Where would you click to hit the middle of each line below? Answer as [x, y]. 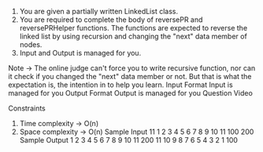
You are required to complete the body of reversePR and [111, 20]
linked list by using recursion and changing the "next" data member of [133, 36]
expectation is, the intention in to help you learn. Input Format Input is [121, 85]
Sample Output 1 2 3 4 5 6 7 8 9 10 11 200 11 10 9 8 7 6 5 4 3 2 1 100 [129, 140]
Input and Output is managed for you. [80, 53]
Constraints [27, 108]
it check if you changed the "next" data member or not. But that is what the [130, 76]
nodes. [31, 45]
